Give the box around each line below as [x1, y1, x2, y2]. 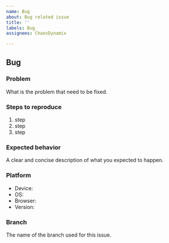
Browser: [14, 197, 37, 204]
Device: [14, 184, 33, 191]
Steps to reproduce [6, 103, 62, 111]
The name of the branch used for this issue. [6, 231, 112, 238]
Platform [6, 171, 31, 180]
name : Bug [6, 8, 30, 15]
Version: [14, 203, 35, 210]
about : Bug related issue [6, 14, 69, 20]
